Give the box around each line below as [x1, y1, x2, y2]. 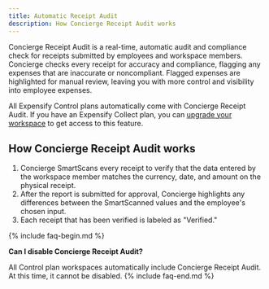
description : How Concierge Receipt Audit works [8, 20, 176, 28]
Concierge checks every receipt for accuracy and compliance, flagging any [8, 59, 262, 69]
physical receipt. [20, 181, 76, 190]
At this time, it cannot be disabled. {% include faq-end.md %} [8, 271, 215, 281]
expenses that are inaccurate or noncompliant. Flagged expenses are [8, 68, 241, 77]
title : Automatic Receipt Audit [8, 11, 118, 20]
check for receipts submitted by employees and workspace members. [8, 50, 243, 60]
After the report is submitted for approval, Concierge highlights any [20, 189, 245, 199]
